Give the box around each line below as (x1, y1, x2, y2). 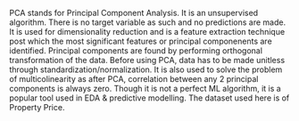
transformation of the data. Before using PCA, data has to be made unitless (9, 55, 286, 65)
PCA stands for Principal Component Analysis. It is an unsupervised (9, 8, 259, 18)
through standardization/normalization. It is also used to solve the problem (9, 64, 283, 75)
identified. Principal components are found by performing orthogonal (9, 45, 263, 56)
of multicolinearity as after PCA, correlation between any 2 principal (9, 74, 259, 84)
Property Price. (9, 102, 65, 112)
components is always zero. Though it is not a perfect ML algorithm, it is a (9, 84, 281, 93)
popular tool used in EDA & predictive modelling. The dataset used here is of (9, 93, 290, 103)
